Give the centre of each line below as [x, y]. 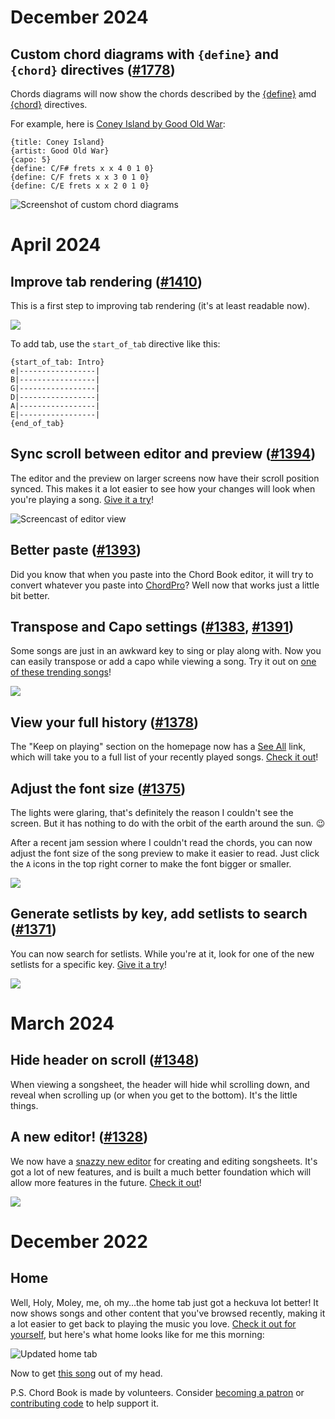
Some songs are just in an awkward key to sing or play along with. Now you [166, 651]
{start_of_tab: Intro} [57, 362]
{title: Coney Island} [57, 142]
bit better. [30, 595]
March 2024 [62, 1023]
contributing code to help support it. [85, 1403]
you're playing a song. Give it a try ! [82, 499]
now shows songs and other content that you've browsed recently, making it [168, 1313]
